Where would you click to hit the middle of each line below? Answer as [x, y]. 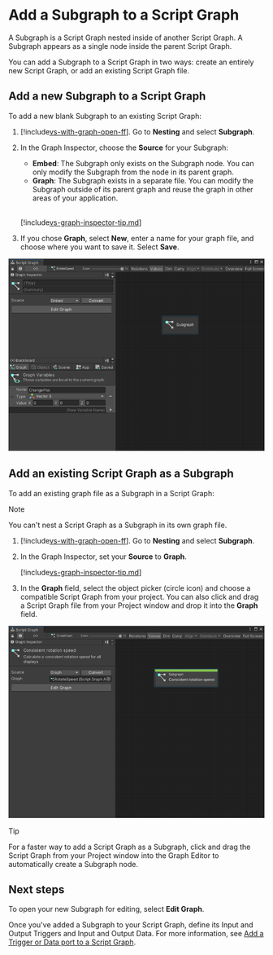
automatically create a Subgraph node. [74, 864]
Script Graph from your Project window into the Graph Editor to [114, 855]
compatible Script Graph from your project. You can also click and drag [139, 596]
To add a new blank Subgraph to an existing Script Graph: [105, 116]
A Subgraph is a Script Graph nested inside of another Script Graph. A [126, 37]
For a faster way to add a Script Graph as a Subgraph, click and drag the [130, 847]
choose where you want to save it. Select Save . [100, 247]
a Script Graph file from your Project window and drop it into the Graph [139, 605]
